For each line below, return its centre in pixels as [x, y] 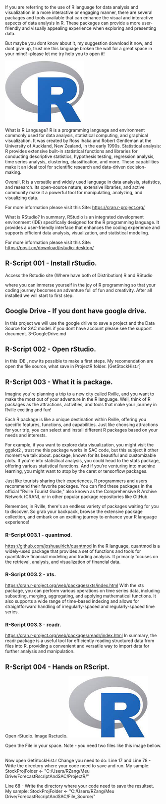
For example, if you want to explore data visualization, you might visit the [80, 445]
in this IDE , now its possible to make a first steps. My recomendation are [79, 361]
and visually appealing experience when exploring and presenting [89, 28]
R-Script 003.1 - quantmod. [39, 535]
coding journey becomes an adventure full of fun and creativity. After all [79, 290]
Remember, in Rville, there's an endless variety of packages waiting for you [82, 507]
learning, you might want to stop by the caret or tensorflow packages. [76, 471]
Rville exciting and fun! [28, 410]
